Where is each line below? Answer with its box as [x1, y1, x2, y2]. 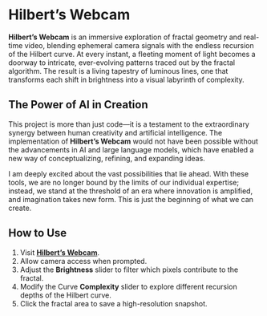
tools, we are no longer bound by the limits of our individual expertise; [8, 177, 239, 187]
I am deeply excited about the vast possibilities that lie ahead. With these [8, 168, 249, 178]
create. [8, 203, 32, 213]
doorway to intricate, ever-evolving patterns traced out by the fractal [8, 58, 235, 67]
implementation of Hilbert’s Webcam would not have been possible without [8, 136, 259, 146]
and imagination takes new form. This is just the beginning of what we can [8, 194, 254, 204]
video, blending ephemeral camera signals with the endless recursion [24, 40, 254, 50]
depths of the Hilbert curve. [19, 290, 112, 300]
